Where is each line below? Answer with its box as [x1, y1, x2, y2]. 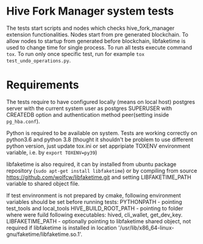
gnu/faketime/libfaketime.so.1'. [6, 230, 83, 238]
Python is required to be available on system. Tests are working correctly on [6, 129, 198, 136]
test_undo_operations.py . [6, 57, 71, 64]
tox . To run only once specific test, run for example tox [6, 50, 145, 57]
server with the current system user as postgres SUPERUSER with [6, 105, 173, 112]
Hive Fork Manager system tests [6, 4, 174, 18]
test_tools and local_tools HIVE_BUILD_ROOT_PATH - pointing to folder [6, 204, 183, 212]
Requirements [6, 78, 79, 92]
